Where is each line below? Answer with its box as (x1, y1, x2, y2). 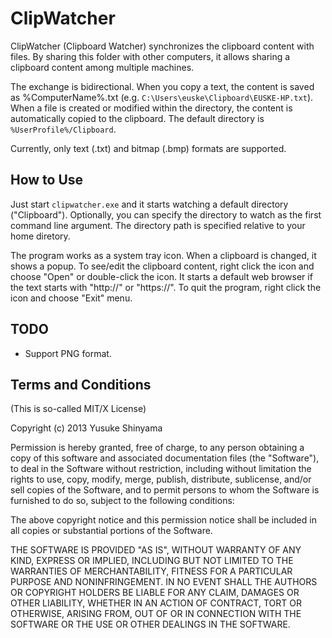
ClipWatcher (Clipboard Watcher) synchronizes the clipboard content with (10, 40, 315, 52)
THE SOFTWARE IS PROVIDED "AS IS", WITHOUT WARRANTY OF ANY (10, 544, 302, 556)
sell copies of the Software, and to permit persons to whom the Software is (10, 484, 320, 496)
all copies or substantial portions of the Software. (10, 525, 213, 537)
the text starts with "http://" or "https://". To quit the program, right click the (10, 281, 322, 293)
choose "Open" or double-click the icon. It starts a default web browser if (10, 270, 313, 282)
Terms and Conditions (10, 376, 152, 393)
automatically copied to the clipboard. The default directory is (10, 112, 265, 124)
